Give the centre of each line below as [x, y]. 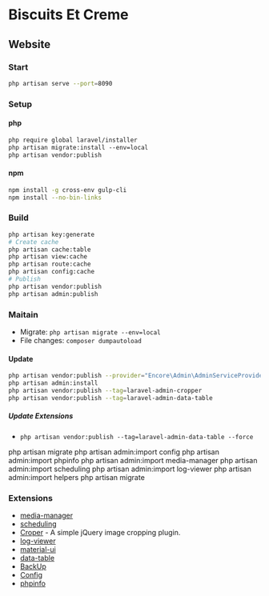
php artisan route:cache [50, 264]
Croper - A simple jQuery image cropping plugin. [100, 532]
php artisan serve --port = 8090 [60, 83]
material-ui [38, 549]
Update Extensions [41, 416]
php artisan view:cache [48, 257]
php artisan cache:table [50, 250]
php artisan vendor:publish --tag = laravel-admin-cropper [105, 390]
